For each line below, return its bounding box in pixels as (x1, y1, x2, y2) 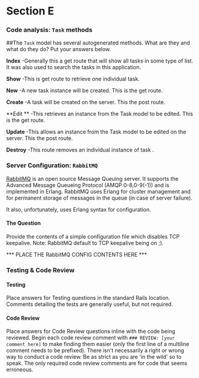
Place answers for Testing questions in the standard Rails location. (6, 294, 170, 302)
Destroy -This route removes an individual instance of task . (6, 146, 154, 154)
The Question (6, 219, 41, 227)
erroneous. (6, 366, 34, 373)
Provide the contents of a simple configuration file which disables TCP (6, 233, 180, 240)
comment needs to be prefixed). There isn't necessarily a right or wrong (6, 347, 185, 354)
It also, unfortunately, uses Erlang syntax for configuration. (6, 206, 151, 213)
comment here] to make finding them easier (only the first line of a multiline (6, 341, 189, 348)
